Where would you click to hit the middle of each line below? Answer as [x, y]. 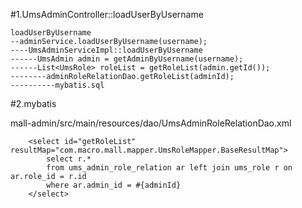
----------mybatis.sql [57, 85]
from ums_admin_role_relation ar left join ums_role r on [169, 168]
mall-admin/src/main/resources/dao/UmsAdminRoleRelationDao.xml [151, 123]
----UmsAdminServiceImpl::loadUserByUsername [106, 50]
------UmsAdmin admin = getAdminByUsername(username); [127, 59]
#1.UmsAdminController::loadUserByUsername [107, 14]
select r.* [69, 159]
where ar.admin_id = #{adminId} [114, 185]
